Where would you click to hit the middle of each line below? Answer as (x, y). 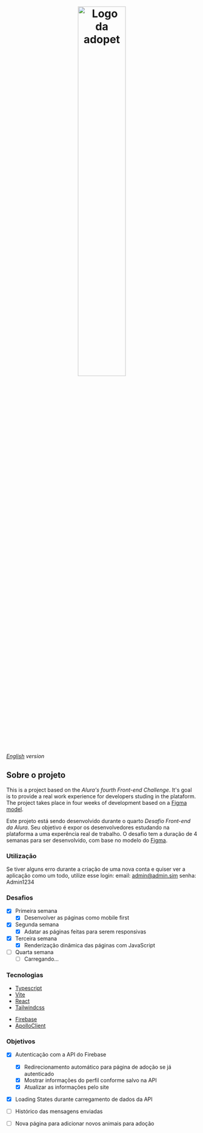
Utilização (22, 856)
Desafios (20, 898)
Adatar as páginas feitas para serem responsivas (85, 932)
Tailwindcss (30, 1007)
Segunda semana (37, 924)
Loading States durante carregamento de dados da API (84, 1099)
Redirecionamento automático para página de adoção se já (98, 1067)
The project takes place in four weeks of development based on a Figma (97, 802)
